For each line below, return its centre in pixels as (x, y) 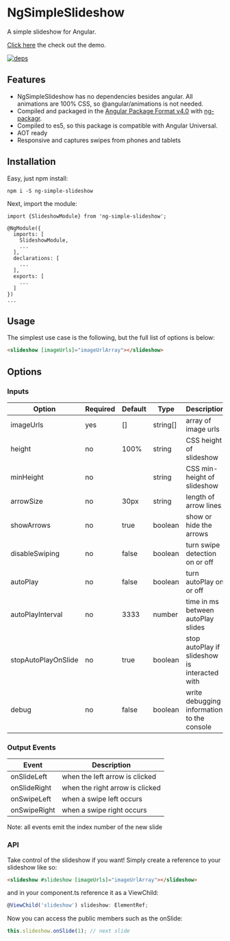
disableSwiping (35, 553)
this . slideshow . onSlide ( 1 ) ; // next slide (68, 931)
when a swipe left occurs (102, 799)
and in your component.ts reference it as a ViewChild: (83, 893)
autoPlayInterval (37, 614)
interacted (202, 673)
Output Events (31, 747)
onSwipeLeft (31, 799)
